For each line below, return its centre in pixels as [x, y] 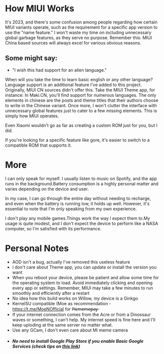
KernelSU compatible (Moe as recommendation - [62, 303]
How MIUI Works [40, 9]
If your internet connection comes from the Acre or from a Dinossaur [81, 314]
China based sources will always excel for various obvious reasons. [73, 43]
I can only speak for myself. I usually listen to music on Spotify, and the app [81, 178]
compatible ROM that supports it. [38, 145]
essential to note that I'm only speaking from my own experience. [71, 209]
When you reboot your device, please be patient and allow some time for [85, 277]
